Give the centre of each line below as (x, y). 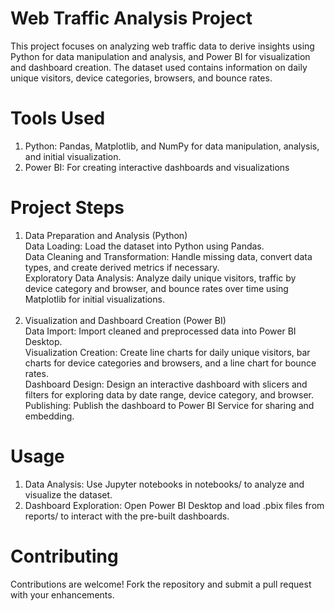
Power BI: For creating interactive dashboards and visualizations (157, 167)
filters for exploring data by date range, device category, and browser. (169, 394)
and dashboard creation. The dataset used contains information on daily (159, 67)
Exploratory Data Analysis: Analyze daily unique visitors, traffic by (160, 278)
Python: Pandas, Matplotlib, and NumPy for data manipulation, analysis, (172, 146)
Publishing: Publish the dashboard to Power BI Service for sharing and (169, 405)
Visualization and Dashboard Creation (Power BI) (125, 320)
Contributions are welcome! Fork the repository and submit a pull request (161, 584)
